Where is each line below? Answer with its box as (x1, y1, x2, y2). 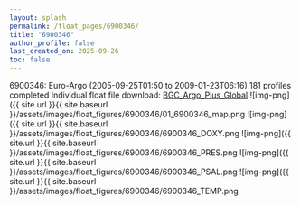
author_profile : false (9, 38, 95, 48)
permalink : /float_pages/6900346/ (9, 22, 140, 31)
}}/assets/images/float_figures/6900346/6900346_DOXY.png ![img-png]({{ (9, 128, 292, 138)
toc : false (9, 55, 51, 64)
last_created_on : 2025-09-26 (9, 47, 119, 56)
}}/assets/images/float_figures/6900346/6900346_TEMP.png (9, 186, 239, 196)
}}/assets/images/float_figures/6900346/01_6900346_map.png (9, 109, 246, 119)
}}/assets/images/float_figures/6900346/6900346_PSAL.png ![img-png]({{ (9, 166, 289, 177)
